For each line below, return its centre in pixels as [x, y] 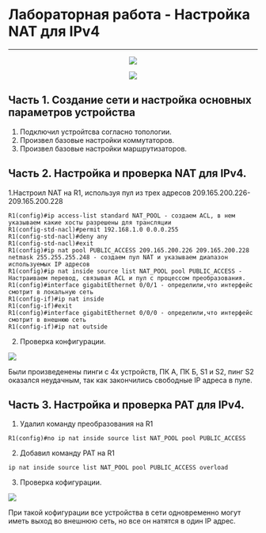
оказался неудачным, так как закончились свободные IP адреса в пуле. [130, 380]
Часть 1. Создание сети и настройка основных [130, 100]
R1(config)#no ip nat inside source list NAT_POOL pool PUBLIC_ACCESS [127, 439]
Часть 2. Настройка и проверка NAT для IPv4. [127, 173]
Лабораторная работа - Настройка [129, 15]
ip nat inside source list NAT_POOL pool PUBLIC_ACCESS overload [118, 468]
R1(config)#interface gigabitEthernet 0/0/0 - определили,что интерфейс [131, 313]
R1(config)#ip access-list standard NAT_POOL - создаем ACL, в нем [122, 216]
